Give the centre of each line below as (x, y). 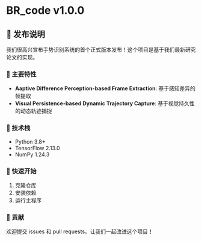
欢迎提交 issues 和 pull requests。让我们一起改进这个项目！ (80, 231)
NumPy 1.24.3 (32, 154)
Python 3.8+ (30, 141)
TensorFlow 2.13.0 (37, 148)
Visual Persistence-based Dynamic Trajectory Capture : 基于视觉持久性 (105, 103)
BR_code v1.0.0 (45, 11)
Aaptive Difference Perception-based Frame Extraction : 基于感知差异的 (105, 88)
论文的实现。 (22, 57)
